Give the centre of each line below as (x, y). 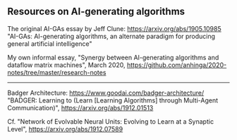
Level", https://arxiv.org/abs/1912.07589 (65, 129)
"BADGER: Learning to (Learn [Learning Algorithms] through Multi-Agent (113, 100)
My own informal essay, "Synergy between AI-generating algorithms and (113, 57)
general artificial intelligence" (50, 43)
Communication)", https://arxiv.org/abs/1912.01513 (80, 107)
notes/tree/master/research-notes (57, 72)
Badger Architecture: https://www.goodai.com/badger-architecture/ (106, 93)
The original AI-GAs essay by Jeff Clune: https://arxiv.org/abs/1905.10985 (115, 28)
